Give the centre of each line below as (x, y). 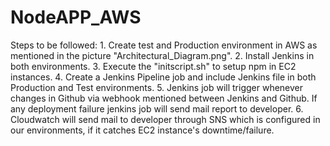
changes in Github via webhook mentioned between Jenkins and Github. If (164, 98)
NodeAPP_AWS (76, 17)
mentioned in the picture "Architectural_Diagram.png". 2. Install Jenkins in (162, 55)
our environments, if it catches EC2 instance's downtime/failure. (142, 130)
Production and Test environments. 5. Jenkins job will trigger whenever (157, 87)
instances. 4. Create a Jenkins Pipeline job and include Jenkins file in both (163, 77)
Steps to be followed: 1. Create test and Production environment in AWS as (164, 45)
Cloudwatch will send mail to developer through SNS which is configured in (165, 119)
